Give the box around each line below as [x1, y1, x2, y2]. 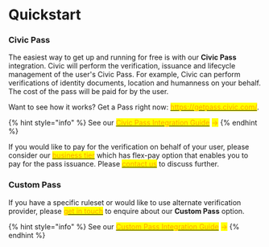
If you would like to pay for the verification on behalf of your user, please [8, 142, 250, 152]
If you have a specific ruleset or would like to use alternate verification [8, 197, 242, 207]
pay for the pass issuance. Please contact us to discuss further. [8, 159, 220, 169]
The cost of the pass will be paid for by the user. [8, 87, 169, 97]
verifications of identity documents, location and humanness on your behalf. [8, 78, 262, 88]
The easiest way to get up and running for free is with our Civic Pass [8, 52, 237, 62]
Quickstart [8, 6, 82, 24]
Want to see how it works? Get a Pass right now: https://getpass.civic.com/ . [8, 102, 259, 112]
